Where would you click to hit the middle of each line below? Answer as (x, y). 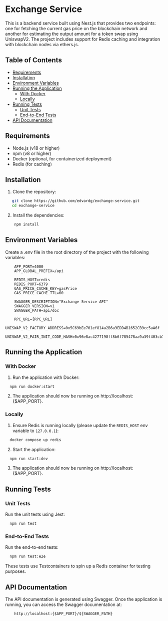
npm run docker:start (32, 386)
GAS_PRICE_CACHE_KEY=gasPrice (46, 288)
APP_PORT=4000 (29, 267)
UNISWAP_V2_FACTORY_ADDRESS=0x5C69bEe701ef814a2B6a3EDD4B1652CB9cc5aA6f (82, 328)
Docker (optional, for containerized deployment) (62, 158)
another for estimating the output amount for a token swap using (72, 34)
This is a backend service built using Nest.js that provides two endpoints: (80, 23)
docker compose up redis (35, 440)
